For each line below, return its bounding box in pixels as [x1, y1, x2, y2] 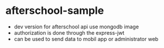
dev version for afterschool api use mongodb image [13, 23, 139, 30]
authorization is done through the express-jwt [13, 29, 125, 36]
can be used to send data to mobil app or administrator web [13, 35, 159, 42]
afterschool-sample [5, 4, 104, 17]
